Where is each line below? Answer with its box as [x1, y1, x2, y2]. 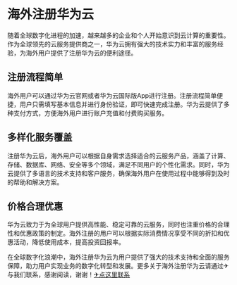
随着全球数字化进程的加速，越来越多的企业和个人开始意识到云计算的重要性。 [7, 31, 230, 39]
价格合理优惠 [7, 200, 63, 212]
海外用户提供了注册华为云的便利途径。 [25, 49, 138, 57]
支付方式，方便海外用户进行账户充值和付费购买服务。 [13, 108, 168, 117]
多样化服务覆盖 [7, 132, 73, 144]
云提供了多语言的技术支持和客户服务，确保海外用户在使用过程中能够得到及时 [7, 169, 230, 177]
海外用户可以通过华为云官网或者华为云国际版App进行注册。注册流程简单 [7, 91, 217, 99]
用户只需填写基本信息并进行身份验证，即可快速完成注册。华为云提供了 [19, 100, 224, 108]
